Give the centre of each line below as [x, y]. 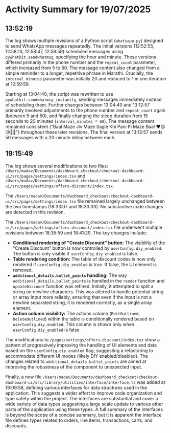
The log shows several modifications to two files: [57, 166]
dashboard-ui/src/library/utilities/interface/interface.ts [71, 382]
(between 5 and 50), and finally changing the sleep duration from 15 [77, 116]
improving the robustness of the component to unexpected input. [74, 366]
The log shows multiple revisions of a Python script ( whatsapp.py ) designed [84, 40]
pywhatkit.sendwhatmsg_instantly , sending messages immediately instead [83, 99]
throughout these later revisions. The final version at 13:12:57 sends [92, 132]
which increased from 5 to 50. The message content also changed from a [82, 68]
